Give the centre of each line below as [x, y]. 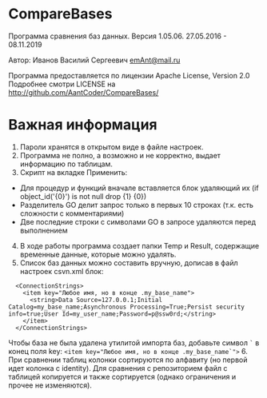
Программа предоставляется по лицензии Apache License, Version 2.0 [129, 75]
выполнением [44, 230]
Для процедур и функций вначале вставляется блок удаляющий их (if [139, 188]
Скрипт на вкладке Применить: [74, 172]
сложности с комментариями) [72, 213]
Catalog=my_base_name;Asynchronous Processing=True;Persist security [127, 307]
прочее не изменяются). [50, 385]
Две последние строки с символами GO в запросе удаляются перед [138, 221]
